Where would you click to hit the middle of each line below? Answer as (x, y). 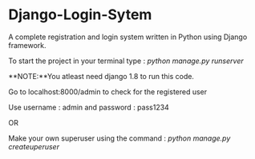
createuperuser (34, 146)
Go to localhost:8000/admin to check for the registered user (108, 91)
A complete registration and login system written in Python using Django (128, 37)
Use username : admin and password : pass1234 (89, 107)
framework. (27, 45)
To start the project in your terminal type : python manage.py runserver (126, 61)
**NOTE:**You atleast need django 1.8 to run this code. (101, 76)
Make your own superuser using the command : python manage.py (119, 138)
